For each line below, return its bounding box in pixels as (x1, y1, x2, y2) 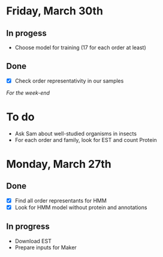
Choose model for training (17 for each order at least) (14, 44, 147, 51)
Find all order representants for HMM (14, 196, 107, 204)
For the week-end (6, 89, 50, 96)
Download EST (14, 237, 52, 244)
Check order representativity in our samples (14, 77, 124, 84)
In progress (6, 222, 50, 232)
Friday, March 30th (6, 4, 104, 18)
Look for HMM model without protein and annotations (14, 204, 147, 211)
